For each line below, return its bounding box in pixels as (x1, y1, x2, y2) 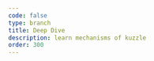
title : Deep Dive (8, 26, 66, 34)
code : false (8, 11, 47, 20)
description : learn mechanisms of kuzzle (8, 33, 147, 42)
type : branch (8, 19, 51, 27)
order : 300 (8, 41, 44, 49)
